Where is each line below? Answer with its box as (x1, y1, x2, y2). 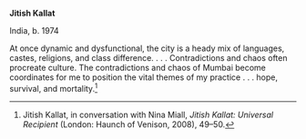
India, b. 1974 (9, 25, 59, 35)
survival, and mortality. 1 (9, 82, 98, 94)
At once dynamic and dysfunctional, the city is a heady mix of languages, (9, 43, 285, 54)
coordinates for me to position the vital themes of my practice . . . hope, (9, 72, 279, 83)
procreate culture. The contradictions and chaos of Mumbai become (9, 63, 267, 73)
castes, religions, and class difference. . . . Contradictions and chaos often (9, 53, 288, 63)
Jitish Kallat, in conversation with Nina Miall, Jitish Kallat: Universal (22, 109, 274, 120)
